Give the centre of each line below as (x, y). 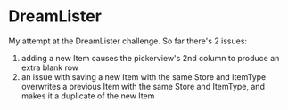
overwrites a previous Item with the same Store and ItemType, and (143, 86)
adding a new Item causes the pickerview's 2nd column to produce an (150, 58)
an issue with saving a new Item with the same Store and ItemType (144, 76)
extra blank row (50, 67)
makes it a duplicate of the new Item (88, 96)
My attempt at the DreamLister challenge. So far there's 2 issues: (128, 41)
